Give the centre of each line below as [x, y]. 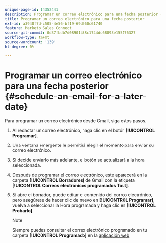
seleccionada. [26, 165]
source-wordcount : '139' [31, 42]
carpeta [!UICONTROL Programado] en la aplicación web [71, 235]
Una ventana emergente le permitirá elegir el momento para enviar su [83, 145]
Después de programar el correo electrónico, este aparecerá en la [80, 175]
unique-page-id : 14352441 [32, 10]
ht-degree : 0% [20, 47]
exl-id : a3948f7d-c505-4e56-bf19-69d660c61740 [54, 24]
